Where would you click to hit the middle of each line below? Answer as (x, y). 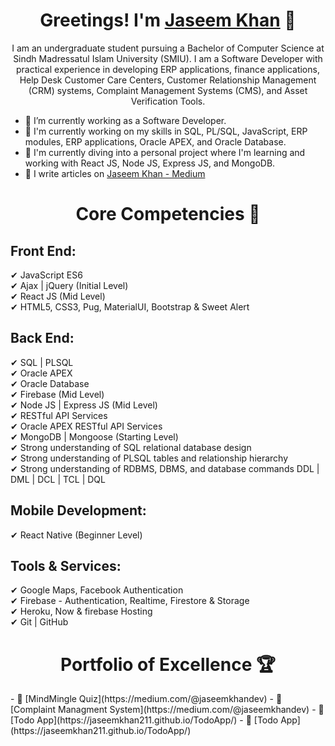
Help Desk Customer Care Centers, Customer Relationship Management (168, 80)
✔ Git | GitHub (39, 622)
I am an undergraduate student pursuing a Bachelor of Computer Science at (168, 48)
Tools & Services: (66, 565)
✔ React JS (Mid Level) (58, 296)
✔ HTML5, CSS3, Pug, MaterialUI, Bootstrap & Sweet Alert (130, 306)
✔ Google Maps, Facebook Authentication (97, 590)
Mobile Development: (78, 510)
